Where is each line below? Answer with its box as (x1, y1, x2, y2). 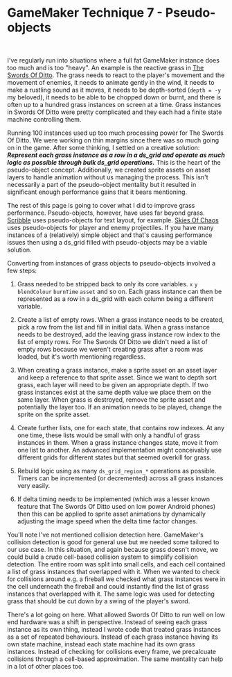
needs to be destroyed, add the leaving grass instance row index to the (17, 330, 220, 338)
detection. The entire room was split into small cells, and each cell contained (7, 560, 226, 568)
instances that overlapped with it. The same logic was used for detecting (7, 589, 215, 598)
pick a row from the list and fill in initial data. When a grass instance (17, 323, 210, 331)
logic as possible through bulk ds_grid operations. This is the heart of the (7, 158, 222, 166)
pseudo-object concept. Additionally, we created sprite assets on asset (7, 165, 211, 174)
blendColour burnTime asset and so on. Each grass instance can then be (17, 287, 222, 295)
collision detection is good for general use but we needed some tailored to (7, 537, 220, 546)
